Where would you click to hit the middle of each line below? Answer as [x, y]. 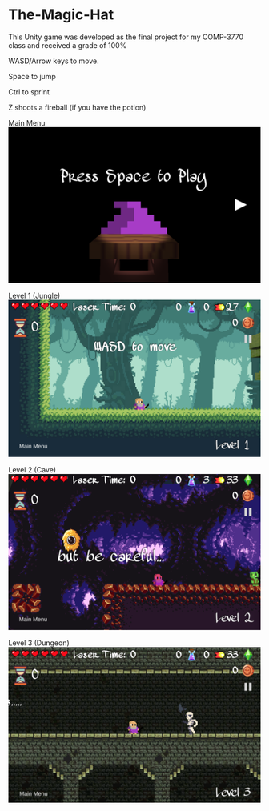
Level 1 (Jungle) [34, 295]
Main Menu [27, 122]
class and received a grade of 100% [68, 45]
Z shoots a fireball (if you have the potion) [77, 107]
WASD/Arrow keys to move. [54, 61]
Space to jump [32, 76]
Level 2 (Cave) [32, 470]
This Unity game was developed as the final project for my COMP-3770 [126, 37]
